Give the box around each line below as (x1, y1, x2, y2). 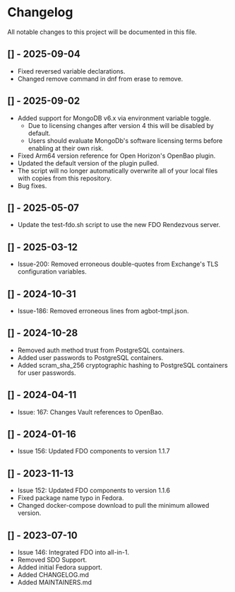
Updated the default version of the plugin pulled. (17, 158, 159, 167)
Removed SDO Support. (17, 556, 88, 564)
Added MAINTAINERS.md (17, 578, 92, 587)
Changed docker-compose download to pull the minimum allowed (17, 501, 210, 510)
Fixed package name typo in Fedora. (17, 494, 124, 502)
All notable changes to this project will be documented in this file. (7, 28, 198, 36)
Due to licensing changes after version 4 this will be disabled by (28, 121, 214, 129)
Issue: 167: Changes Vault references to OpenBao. (17, 407, 164, 416)
